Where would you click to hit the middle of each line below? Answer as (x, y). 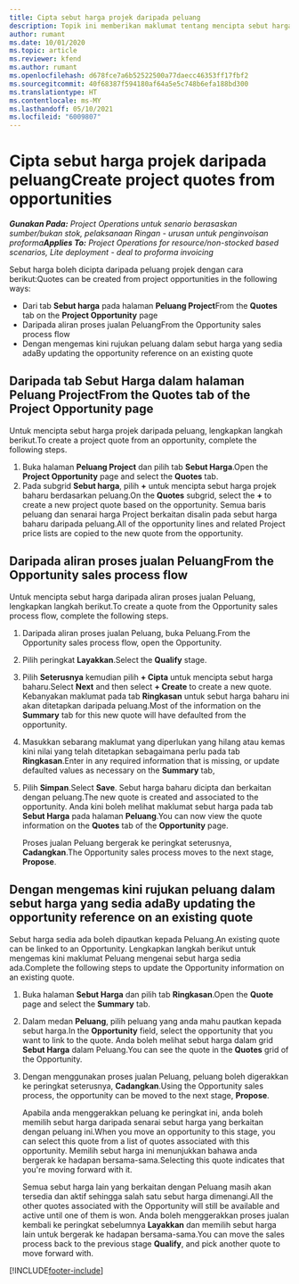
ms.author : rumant (43, 68)
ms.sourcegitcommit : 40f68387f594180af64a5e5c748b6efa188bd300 (129, 84)
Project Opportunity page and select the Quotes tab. (120, 476)
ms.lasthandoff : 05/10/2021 (61, 109)
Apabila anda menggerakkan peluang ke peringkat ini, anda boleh (142, 1113)
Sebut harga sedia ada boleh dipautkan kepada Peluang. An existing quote (145, 939)
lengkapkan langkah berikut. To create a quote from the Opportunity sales (144, 606)
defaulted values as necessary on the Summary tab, (118, 770)
